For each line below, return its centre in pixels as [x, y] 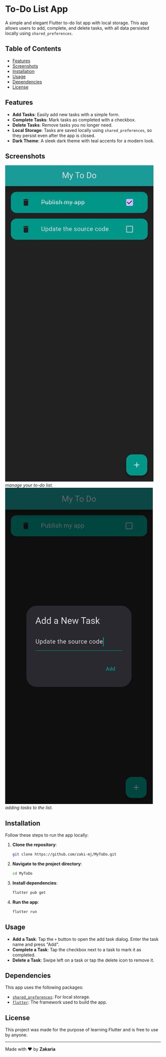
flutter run [24, 912]
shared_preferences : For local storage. [51, 997]
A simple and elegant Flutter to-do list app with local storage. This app [77, 23]
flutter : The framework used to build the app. [60, 1002]
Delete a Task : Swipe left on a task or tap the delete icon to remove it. [83, 960]
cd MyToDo [22, 874]
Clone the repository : [35, 845]
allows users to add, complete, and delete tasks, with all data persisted [77, 28]
